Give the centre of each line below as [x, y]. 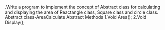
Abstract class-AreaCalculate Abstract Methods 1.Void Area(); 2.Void [76, 17]
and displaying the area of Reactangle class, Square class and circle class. [82, 12]
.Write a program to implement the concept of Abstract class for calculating [83, 7]
